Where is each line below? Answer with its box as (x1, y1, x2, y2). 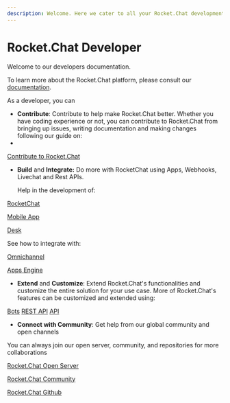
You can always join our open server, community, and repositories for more (7, 341, 219, 349)
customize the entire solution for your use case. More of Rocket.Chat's (16, 286, 217, 295)
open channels (16, 327, 60, 336)
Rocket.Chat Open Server (7, 361, 79, 369)
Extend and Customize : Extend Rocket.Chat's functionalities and (16, 279, 201, 287)
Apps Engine (7, 266, 43, 274)
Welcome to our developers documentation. (7, 62, 131, 71)
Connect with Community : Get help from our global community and (16, 320, 210, 328)
